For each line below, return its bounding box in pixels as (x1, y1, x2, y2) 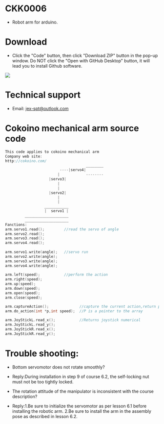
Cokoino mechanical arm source (5, 123, 139, 134)
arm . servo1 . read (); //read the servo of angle (5, 226, 119, 232)
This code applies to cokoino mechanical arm (5, 149, 99, 154)
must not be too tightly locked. (12, 378, 74, 385)
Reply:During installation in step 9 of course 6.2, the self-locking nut (12, 374, 149, 379)
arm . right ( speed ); (5, 277, 42, 282)
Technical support (5, 89, 81, 100)
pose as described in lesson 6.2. (12, 413, 78, 419)
